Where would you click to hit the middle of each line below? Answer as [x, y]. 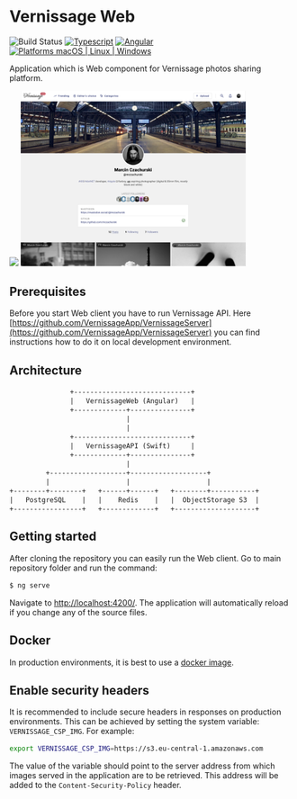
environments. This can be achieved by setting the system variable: [135, 722]
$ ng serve [30, 585]
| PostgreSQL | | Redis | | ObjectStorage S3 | [134, 500]
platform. [26, 77]
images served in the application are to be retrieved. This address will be [144, 776]
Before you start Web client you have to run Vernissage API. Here [130, 313]
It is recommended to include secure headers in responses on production [145, 712]
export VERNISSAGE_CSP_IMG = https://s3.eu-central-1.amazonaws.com [136, 749]
